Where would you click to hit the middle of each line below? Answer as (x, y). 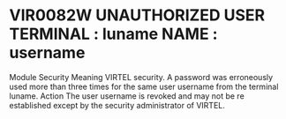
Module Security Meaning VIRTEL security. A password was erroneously (141, 77)
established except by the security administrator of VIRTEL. (117, 105)
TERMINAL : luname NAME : (113, 34)
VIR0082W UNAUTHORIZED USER (137, 15)
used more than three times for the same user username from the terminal (144, 86)
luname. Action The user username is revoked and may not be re (127, 96)
